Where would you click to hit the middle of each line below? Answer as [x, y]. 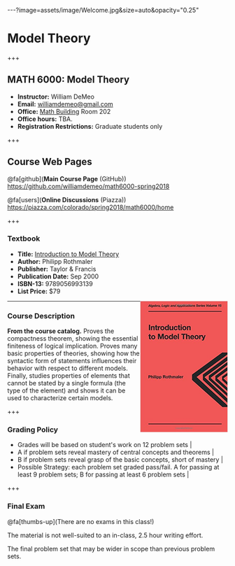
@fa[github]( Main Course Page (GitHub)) [67, 178]
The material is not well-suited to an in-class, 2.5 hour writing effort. [105, 535]
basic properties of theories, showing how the [73, 353]
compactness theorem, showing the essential [73, 339]
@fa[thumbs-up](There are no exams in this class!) [81, 521]
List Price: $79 [39, 291]
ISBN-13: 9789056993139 [55, 283]
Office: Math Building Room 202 [64, 111]
